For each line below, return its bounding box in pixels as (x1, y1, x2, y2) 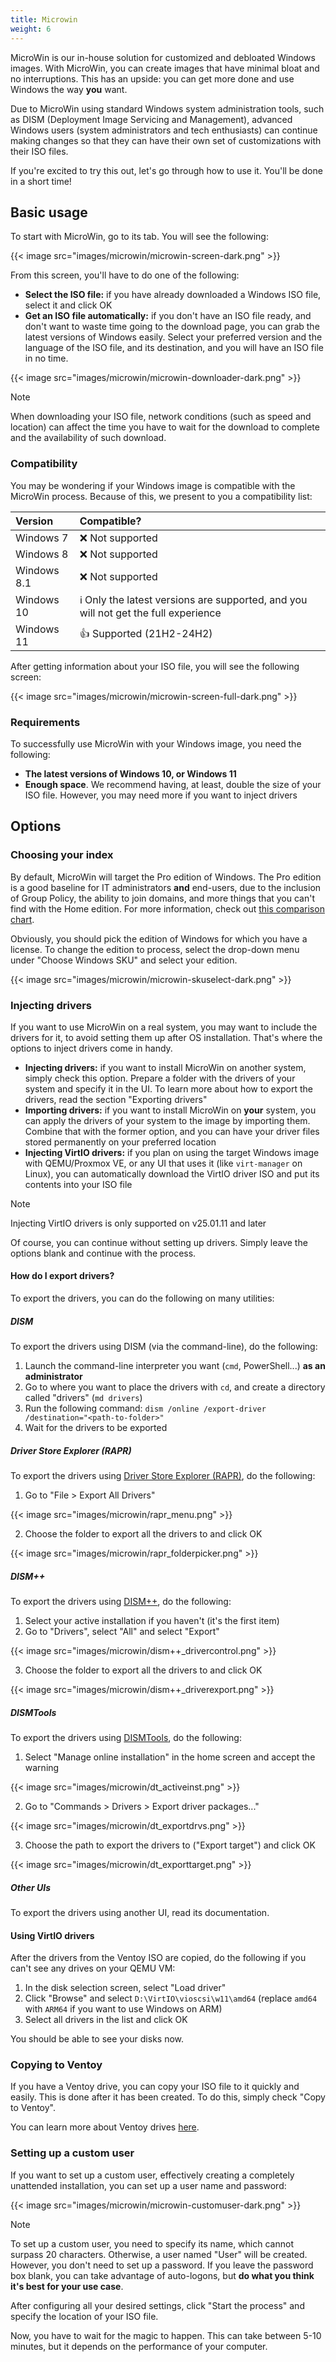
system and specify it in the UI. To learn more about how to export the (24, 1082, 314, 1095)
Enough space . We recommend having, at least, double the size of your (24, 778, 322, 790)
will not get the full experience (79, 606, 222, 620)
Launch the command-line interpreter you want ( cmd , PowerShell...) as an (24, 1360, 326, 1372)
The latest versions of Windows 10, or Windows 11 (24, 767, 237, 780)
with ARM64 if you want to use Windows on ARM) (24, 2003, 223, 2015)
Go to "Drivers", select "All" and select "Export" (24, 1626, 220, 1637)
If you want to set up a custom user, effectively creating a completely (10, 2169, 295, 2181)
